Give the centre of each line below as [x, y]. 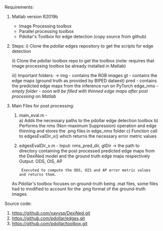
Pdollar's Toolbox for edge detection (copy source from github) [83, 37]
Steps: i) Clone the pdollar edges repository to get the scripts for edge [82, 46]
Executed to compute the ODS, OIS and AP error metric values [86, 170]
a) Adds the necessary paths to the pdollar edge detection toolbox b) [89, 120]
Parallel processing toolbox [46, 31]
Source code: [18, 204]
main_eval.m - [33, 115]
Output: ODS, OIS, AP [41, 161]
